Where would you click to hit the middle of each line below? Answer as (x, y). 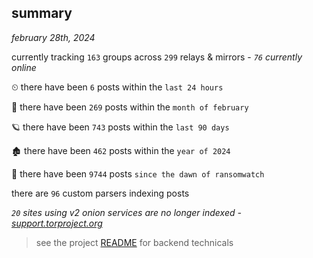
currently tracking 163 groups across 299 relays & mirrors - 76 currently (157, 57)
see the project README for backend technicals (134, 242)
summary (42, 13)
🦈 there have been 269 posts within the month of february (130, 107)
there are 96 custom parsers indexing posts (100, 193)
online (24, 67)
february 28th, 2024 (53, 37)
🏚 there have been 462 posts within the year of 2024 (121, 150)
